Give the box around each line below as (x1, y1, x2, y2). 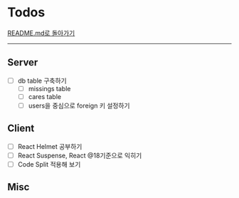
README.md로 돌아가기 (7, 28, 75, 37)
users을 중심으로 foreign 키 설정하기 (28, 101, 130, 110)
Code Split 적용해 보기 (17, 160, 81, 168)
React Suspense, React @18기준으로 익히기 (17, 151, 142, 160)
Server (7, 56, 38, 68)
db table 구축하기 (17, 76, 67, 85)
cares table (28, 92, 62, 100)
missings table (28, 84, 71, 93)
